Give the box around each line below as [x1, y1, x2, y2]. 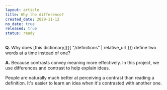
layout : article [5, 7, 39, 13]
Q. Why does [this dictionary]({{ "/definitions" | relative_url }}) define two [5, 45, 156, 50]
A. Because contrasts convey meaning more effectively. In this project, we [5, 60, 159, 65]
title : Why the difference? [5, 12, 64, 17]
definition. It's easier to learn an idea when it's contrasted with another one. [5, 80, 162, 86]
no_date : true [5, 21, 35, 27]
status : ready [5, 31, 35, 36]
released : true [5, 26, 37, 31]
